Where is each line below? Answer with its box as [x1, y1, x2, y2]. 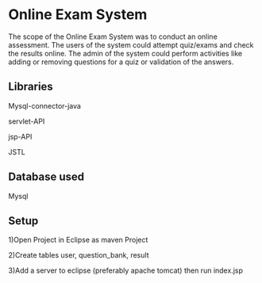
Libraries [8, 80, 53, 94]
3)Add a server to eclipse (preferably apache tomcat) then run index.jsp [8, 266, 244, 275]
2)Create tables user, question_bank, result [8, 250, 149, 260]
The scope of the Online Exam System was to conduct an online [8, 32, 218, 41]
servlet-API [8, 117, 45, 126]
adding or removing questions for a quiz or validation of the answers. [8, 57, 234, 67]
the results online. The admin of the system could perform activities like [8, 48, 243, 58]
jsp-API [8, 132, 33, 141]
